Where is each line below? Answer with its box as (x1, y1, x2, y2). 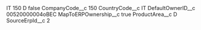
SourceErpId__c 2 (6, 17, 50, 24)
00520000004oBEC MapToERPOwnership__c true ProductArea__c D (6, 11, 177, 18)
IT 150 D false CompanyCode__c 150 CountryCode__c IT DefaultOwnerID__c (6, 5, 196, 11)
